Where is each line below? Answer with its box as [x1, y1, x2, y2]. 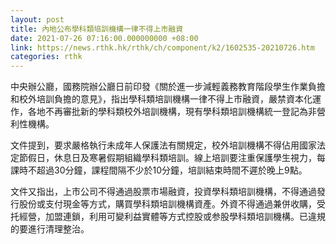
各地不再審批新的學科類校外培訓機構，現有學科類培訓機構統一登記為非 [27, 106, 317, 118]
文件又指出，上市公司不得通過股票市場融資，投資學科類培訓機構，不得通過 [10, 186, 317, 198]
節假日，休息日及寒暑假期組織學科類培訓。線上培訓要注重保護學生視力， [18, 152, 317, 164]
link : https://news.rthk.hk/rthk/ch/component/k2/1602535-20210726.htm [10, 42, 315, 53]
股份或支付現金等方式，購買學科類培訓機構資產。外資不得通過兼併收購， [18, 198, 317, 210]
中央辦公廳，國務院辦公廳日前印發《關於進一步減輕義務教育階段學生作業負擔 [10, 81, 326, 93]
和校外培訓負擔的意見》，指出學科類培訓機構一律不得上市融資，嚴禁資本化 [10, 93, 313, 105]
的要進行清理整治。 [10, 223, 90, 235]
